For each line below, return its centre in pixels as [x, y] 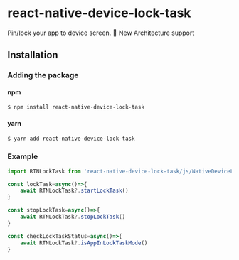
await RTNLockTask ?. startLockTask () [75, 191]
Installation [33, 55]
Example [23, 156]
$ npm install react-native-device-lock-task [76, 107]
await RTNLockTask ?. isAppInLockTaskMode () [84, 243]
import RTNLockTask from [44, 171]
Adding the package [43, 75]
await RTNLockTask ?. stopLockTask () [73, 217]
